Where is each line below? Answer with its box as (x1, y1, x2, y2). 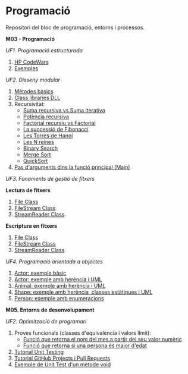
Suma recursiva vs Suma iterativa (23, 106, 105, 114)
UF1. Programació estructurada (5, 46, 83, 54)
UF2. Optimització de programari (5, 318, 87, 325)
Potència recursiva (23, 113, 70, 120)
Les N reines (23, 138, 54, 145)
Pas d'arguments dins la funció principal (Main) (14, 164, 130, 171)
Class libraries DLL (14, 94, 61, 101)
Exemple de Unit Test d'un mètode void (14, 361, 111, 368)
